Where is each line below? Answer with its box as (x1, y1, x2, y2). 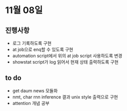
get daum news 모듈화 (12, 87, 58, 93)
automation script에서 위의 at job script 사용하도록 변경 (12, 53, 122, 58)
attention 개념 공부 (12, 100, 50, 106)
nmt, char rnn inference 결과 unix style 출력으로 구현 (12, 93, 118, 100)
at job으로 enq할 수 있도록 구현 (12, 46, 73, 52)
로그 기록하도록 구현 (12, 40, 51, 46)
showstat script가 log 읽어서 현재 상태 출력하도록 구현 (12, 59, 119, 65)
